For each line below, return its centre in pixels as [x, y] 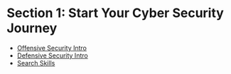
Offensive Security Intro [52, 48]
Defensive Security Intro [52, 55]
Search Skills [36, 63]
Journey [32, 28]
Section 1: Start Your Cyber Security [116, 13]
